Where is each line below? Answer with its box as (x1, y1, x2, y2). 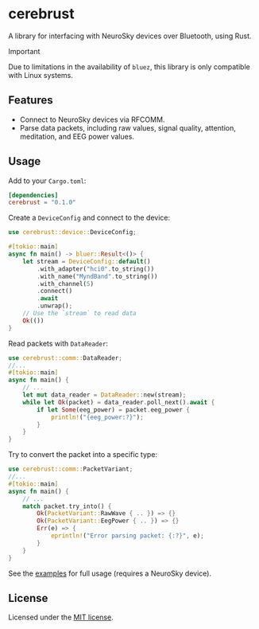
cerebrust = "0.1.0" (8, 198, 77, 207)
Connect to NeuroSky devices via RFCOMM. (19, 115, 165, 124)
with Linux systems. (8, 70, 74, 80)
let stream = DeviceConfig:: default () (22, 257, 151, 265)
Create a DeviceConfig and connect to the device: (8, 213, 171, 223)
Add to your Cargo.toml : (8, 176, 87, 186)
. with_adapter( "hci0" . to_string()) (37, 264, 155, 273)
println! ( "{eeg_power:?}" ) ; (50, 413, 145, 421)
